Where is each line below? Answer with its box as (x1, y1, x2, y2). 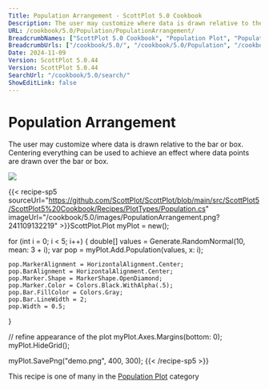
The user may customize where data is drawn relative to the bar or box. (8, 139, 244, 149)
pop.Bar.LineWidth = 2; (8, 295, 88, 304)
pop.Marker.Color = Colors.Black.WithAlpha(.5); (8, 282, 174, 290)
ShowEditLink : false (8, 78, 78, 86)
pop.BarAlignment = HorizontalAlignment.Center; (8, 267, 174, 276)
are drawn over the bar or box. (8, 157, 110, 166)
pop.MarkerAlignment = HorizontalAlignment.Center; (8, 261, 184, 269)
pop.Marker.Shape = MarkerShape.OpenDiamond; (8, 275, 163, 283)
